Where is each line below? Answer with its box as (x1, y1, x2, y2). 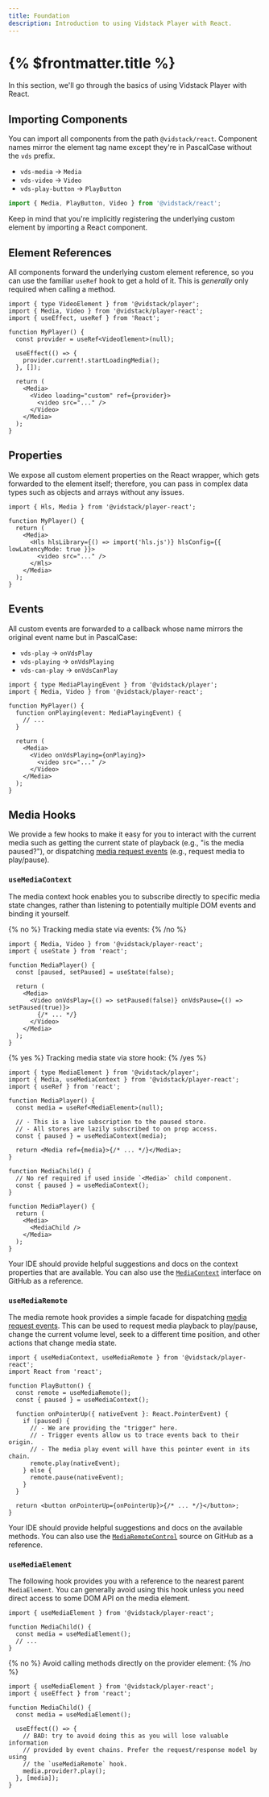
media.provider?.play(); (23, 1767, 106, 1775)
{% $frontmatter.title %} (8, 54, 176, 73)
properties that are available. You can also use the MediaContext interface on (8, 1267, 262, 1277)
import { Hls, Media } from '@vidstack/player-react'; (8, 503, 197, 511)
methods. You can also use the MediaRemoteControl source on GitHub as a (8, 1531, 254, 1541)
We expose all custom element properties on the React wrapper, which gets (8, 470, 260, 479)
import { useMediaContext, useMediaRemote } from (8, 1353, 179, 1362)
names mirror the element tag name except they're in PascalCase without (8, 143, 252, 152)
